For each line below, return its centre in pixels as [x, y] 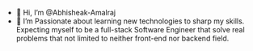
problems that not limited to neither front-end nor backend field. [122, 38]
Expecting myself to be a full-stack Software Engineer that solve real [130, 30]
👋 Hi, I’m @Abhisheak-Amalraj [65, 13]
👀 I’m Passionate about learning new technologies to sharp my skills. [130, 21]
